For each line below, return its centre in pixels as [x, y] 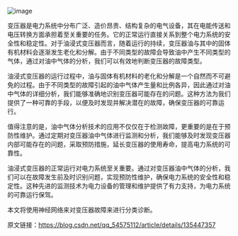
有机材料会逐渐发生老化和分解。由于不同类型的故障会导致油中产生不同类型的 [119, 52]
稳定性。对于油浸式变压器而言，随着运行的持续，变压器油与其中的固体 [128, 43]
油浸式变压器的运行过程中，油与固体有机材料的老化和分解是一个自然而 [110, 76]
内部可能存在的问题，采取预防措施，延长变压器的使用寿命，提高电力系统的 [116, 144]
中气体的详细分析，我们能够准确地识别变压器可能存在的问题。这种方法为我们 [119, 94]
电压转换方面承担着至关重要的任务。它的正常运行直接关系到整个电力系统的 [116, 34]
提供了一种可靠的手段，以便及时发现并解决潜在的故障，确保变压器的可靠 [113, 102]
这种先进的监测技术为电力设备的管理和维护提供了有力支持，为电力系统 [128, 186]
